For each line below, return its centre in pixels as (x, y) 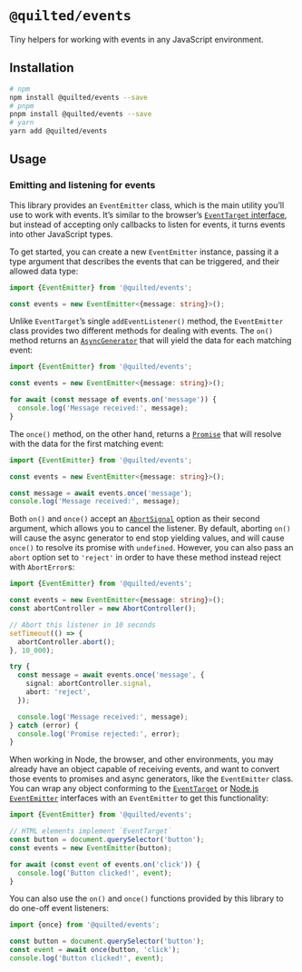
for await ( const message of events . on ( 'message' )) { (113, 400)
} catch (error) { (44, 725)
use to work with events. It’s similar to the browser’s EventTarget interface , (148, 214)
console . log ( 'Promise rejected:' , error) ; (99, 734)
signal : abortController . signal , (89, 684)
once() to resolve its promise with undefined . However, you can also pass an (151, 548)
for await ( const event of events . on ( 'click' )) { (105, 864)
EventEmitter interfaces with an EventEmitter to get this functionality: (139, 798)
